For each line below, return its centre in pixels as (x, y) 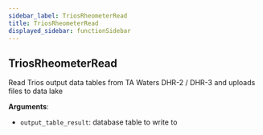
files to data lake (35, 91)
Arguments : (29, 107)
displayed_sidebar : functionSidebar (70, 31)
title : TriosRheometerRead (53, 23)
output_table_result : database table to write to (99, 122)
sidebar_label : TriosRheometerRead (68, 16)
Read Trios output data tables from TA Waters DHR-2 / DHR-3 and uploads (132, 83)
